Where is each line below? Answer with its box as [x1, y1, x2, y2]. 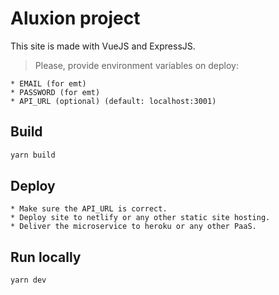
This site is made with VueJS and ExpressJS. [10, 40, 196, 52]
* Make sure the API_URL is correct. [10, 204, 168, 214]
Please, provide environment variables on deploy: [34, 59, 239, 71]
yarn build [10, 150, 56, 160]
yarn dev [10, 275, 47, 286]
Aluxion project [10, 7, 141, 30]
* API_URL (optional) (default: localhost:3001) [10, 96, 217, 106]
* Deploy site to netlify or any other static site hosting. [10, 213, 271, 223]
